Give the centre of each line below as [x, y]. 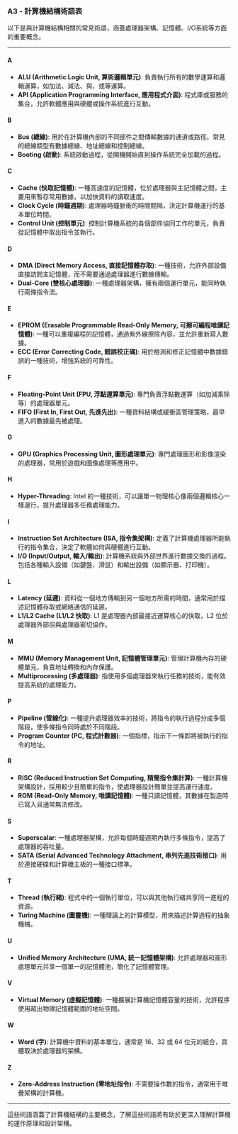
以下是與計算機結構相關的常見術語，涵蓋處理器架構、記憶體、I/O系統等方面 [117, 28]
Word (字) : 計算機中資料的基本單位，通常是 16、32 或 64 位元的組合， [119, 1042]
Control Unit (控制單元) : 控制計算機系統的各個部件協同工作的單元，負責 [121, 223]
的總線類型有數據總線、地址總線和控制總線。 [83, 145]
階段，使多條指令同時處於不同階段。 [70, 726]
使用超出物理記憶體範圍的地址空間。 [70, 1009]
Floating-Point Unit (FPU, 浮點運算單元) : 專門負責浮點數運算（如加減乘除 [124, 394]
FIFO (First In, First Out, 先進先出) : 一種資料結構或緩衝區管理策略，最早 [121, 412]
